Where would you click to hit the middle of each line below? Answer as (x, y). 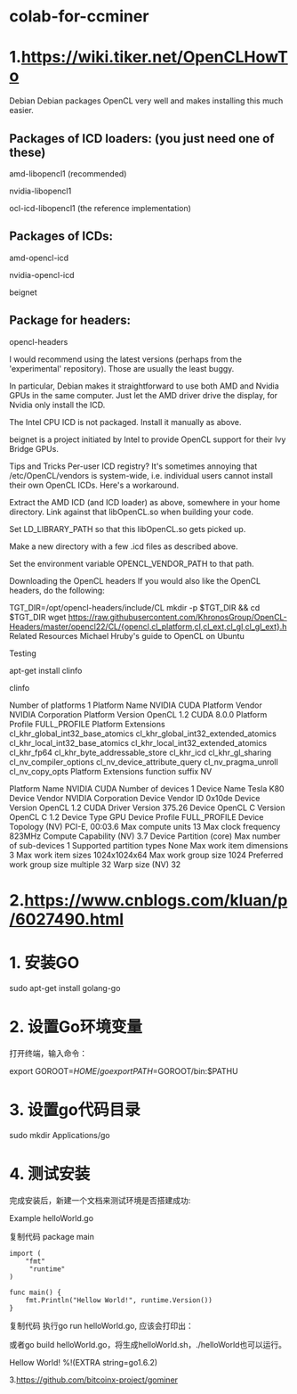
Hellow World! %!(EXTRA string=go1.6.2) (84, 1362)
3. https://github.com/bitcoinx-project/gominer (94, 1380)
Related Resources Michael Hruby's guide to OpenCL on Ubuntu (127, 635)
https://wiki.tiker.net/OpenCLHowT (155, 57)
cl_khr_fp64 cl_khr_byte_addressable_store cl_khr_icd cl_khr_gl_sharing (140, 752)
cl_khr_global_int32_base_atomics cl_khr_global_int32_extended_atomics (143, 734)
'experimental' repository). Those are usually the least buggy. (122, 368)
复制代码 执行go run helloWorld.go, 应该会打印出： (101, 1325)
